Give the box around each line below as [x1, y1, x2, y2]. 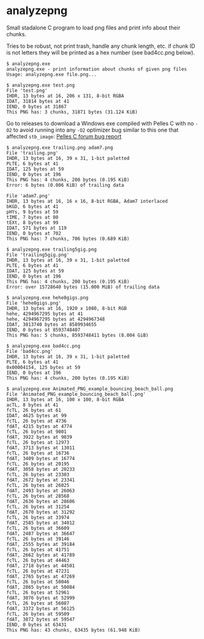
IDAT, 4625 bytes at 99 [6, 412, 67, 418]
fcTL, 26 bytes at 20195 [6, 461, 70, 467]
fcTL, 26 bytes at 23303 [6, 471, 70, 478]
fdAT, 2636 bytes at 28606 [6, 498, 75, 504]
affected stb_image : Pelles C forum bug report [6, 132, 122, 140]
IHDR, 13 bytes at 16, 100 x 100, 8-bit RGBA [6, 396, 124, 403]
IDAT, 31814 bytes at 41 [6, 98, 70, 104]
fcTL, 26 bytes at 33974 [6, 514, 70, 521]
